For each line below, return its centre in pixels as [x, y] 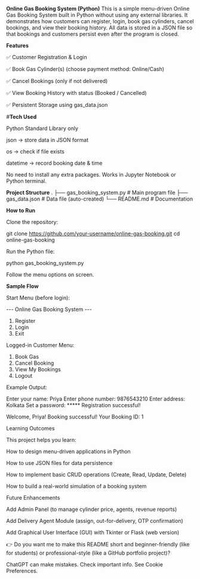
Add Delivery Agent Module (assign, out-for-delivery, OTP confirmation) [95, 521]
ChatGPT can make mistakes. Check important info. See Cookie [84, 564]
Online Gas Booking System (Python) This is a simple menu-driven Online [98, 9]
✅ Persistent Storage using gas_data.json [57, 105]
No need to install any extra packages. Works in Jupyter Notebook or [91, 175]
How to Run [21, 210]
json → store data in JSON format [47, 140]
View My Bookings [38, 369]
